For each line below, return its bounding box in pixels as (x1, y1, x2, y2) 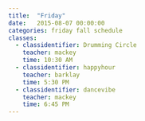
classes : (8, 33, 37, 42)
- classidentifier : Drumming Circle (15, 41, 137, 49)
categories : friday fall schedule (8, 26, 123, 34)
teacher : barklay (22, 71, 80, 79)
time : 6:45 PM (22, 100, 69, 108)
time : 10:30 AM (22, 57, 73, 64)
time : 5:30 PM (22, 78, 69, 86)
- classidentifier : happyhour (15, 64, 116, 72)
